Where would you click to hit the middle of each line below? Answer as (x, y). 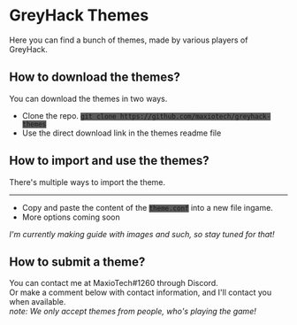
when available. (38, 302)
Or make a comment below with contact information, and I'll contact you (141, 292)
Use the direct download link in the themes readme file (122, 133)
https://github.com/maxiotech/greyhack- (195, 116)
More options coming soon (71, 217)
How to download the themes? (95, 77)
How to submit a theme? (77, 262)
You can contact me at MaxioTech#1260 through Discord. (114, 283)
